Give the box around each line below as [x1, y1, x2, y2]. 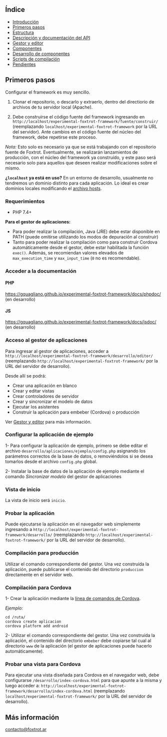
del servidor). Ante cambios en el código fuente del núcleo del [12, 128, 141, 134]
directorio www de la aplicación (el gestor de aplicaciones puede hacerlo [5, 643, 152, 649]
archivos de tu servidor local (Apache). [12, 104, 93, 110]
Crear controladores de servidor [12, 393, 79, 399]
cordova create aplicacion [5, 619, 61, 624]
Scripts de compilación [12, 56, 60, 62]
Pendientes [12, 61, 36, 67]
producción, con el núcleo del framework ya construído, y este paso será [5, 154, 156, 160]
